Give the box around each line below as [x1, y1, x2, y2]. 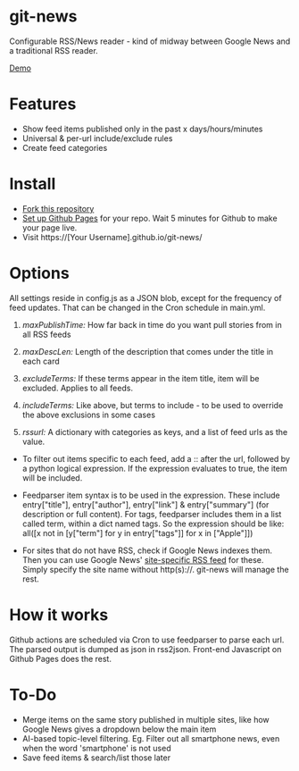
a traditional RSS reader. [9, 45, 98, 55]
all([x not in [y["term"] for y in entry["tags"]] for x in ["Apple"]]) [21, 527, 253, 538]
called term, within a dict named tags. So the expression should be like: [21, 518, 285, 529]
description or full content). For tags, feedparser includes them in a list [21, 508, 282, 519]
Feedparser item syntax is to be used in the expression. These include [21, 490, 280, 500]
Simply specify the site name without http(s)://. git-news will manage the [21, 564, 289, 574]
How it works [9, 605, 109, 624]
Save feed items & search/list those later [21, 752, 171, 763]
